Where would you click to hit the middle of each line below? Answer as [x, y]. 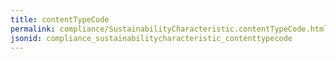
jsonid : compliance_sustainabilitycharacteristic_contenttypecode [151, 38]
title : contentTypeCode [60, 19]
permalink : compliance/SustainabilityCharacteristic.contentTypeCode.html [169, 29]
